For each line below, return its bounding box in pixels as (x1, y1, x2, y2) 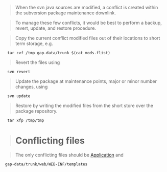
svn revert (7, 69, 31, 74)
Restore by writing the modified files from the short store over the (15, 102, 153, 109)
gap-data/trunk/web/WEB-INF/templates (5, 161, 88, 167)
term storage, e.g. (15, 40, 53, 47)
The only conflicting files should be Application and (15, 152, 124, 158)
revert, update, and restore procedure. (15, 25, 96, 31)
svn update (7, 94, 31, 99)
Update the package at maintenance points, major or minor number (15, 78, 157, 84)
